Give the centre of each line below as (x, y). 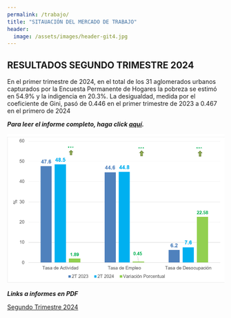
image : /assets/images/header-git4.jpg (71, 36)
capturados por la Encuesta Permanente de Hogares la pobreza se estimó (112, 89)
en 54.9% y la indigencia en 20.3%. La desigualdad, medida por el (101, 96)
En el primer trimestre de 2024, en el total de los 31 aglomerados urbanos (112, 82)
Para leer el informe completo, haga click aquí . (76, 125)
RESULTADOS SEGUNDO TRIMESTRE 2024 (101, 65)
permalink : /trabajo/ (38, 14)
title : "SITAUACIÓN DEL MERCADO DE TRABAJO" (72, 22)
